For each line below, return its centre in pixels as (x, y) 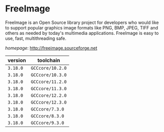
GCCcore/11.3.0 (49, 88)
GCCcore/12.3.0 (49, 102)
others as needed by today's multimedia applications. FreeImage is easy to (82, 33)
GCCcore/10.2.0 (49, 68)
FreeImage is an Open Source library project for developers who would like (82, 22)
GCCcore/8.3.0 (47, 116)
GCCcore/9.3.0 (47, 123)
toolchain (49, 60)
